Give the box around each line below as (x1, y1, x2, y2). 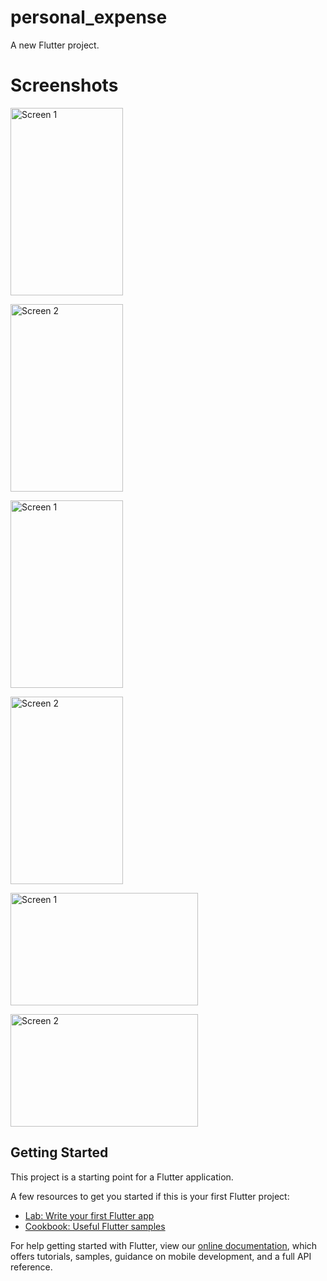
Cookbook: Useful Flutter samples (24, 1220, 166, 1232)
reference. (10, 1261, 53, 1273)
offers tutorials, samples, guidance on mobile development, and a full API (10, 1250, 312, 1262)
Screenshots (10, 74, 119, 97)
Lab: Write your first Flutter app (24, 1209, 155, 1221)
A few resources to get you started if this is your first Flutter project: (10, 1190, 290, 1202)
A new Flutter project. (10, 39, 100, 51)
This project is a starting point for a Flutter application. (10, 1171, 234, 1183)
